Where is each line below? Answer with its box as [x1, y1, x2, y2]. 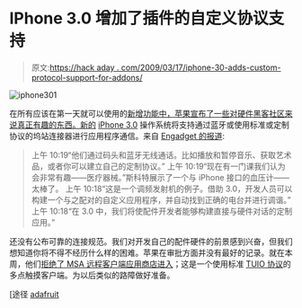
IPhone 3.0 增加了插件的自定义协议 [9, 8, 269, 29]
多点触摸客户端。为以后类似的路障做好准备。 [9, 269, 175, 280]
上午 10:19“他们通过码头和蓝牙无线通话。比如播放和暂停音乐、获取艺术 [31, 149, 292, 160]
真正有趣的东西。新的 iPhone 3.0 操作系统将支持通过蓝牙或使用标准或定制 [16, 119, 290, 130]
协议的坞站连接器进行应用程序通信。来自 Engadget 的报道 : [9, 130, 225, 141]
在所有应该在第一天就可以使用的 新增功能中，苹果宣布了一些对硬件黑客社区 [9, 108, 285, 119]
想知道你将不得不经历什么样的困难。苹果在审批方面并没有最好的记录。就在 [9, 247, 285, 258]
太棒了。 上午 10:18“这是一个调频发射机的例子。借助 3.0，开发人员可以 [31, 183, 293, 194]
